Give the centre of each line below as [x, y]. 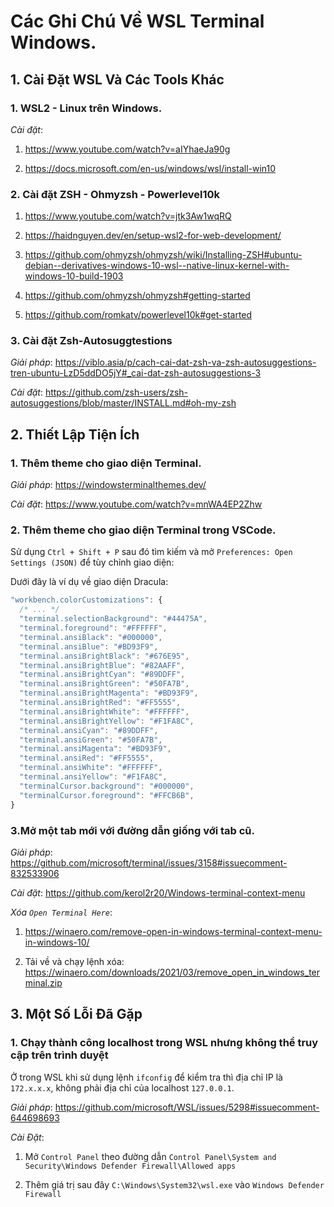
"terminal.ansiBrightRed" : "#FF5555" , [100, 703]
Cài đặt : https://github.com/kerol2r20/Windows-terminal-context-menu [158, 892]
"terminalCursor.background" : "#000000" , [107, 786]
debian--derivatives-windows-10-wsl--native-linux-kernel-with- [157, 266]
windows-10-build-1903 [74, 276]
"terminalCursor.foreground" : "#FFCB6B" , [107, 795]
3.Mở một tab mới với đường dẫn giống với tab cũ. [132, 830]
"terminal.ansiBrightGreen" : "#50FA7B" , [104, 684]
